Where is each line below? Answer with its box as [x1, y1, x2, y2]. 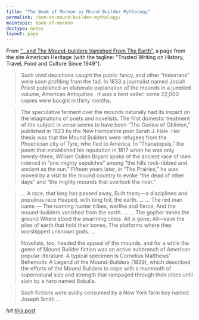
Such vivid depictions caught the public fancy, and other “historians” [20, 72, 189, 79]
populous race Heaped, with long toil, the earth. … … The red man [20, 196, 183, 204]
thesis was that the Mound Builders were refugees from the [20, 134, 167, 141]
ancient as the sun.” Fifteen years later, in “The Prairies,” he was [20, 165, 179, 173]
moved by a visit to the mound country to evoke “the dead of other [20, 172, 185, 179]
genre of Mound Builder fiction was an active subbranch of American [20, 246, 191, 253]
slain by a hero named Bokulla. [20, 278, 97, 285]
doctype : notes [6, 25, 44, 32]
